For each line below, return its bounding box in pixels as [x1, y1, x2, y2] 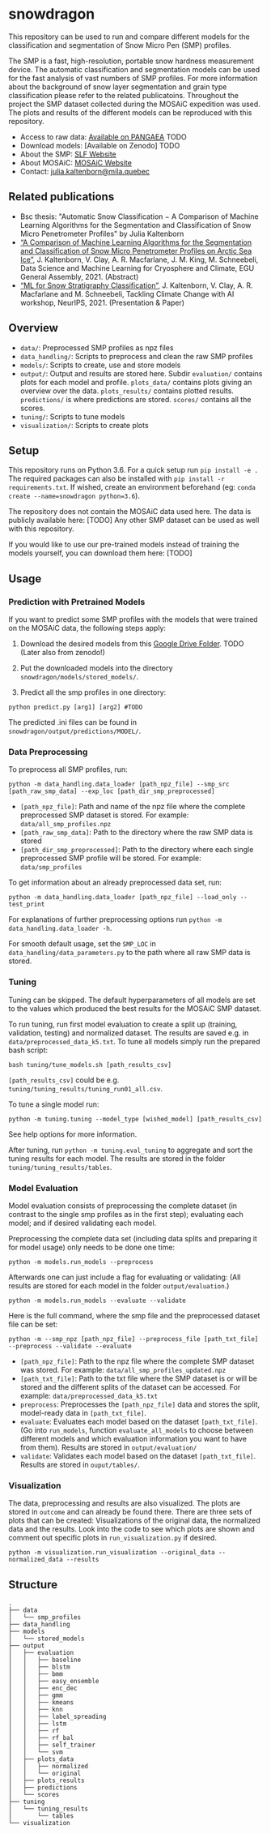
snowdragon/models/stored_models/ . [19, 672, 139, 682]
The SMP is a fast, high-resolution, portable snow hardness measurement [8, 56, 255, 66]
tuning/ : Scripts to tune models [19, 411, 125, 422]
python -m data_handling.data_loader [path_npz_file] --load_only [8, 893, 237, 902]
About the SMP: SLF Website [19, 149, 117, 159]
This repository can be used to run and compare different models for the [8, 32, 250, 41]
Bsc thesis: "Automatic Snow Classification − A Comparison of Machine [19, 212, 259, 221]
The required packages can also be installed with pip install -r [8, 473, 225, 483]
